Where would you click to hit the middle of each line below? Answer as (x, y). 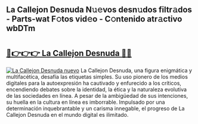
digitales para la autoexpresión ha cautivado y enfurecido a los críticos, (94, 83)
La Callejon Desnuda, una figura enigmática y (136, 70)
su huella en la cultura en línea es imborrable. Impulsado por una (86, 102)
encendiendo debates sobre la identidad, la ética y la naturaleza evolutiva (96, 89)
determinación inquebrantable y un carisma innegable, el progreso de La (95, 108)
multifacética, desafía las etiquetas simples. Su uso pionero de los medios (97, 77)
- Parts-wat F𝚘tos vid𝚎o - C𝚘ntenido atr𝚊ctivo (94, 19)
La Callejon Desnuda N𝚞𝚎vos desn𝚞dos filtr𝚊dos (99, 10)
